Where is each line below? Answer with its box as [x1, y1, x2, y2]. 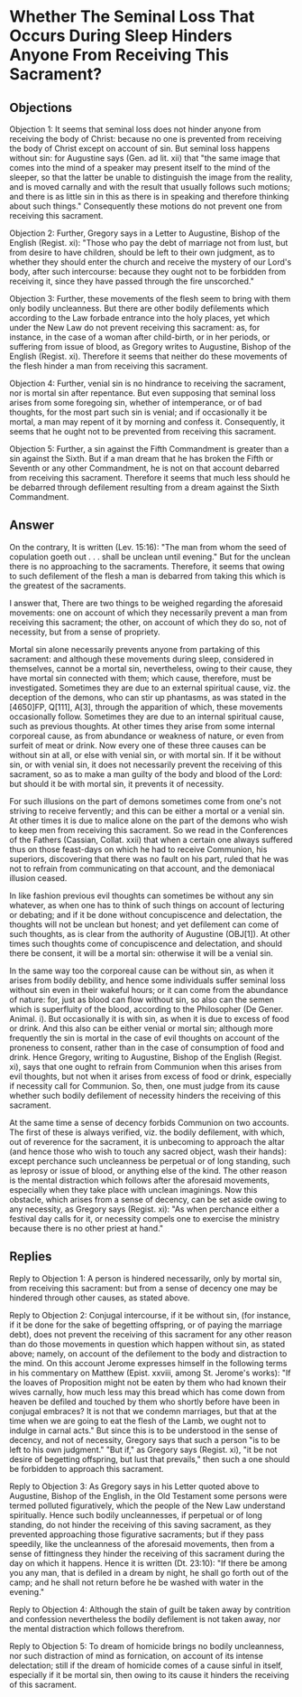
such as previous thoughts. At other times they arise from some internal [9, 720, 276, 731]
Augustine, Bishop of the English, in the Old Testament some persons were [9, 1490, 288, 1501]
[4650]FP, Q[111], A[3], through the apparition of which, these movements [9, 701, 283, 712]
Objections [9, 99, 73, 115]
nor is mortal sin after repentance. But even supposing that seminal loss [9, 388, 277, 398]
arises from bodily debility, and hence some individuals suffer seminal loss [9, 974, 286, 986]
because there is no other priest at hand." [9, 1223, 164, 1233]
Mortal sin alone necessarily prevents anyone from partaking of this [9, 643, 261, 654]
